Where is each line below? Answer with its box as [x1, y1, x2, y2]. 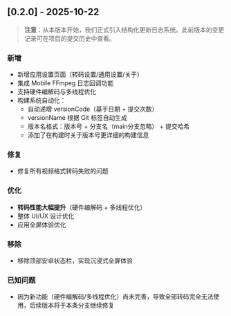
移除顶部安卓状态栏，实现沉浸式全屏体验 [17, 256, 133, 265]
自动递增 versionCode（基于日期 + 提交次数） [27, 105, 158, 114]
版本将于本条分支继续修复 [41, 301, 115, 310]
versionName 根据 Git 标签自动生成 [27, 114, 128, 122]
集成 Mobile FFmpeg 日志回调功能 [17, 79, 114, 87]
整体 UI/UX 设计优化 [17, 211, 75, 220]
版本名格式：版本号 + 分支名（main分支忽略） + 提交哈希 [27, 122, 190, 131]
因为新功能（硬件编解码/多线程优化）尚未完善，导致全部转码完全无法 [17, 292, 214, 301]
